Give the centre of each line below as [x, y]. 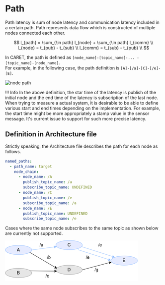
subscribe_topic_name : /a [50, 203]
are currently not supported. [34, 233]
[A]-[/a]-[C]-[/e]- [141, 68]
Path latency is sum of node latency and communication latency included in [82, 22]
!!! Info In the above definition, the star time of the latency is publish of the [81, 92]
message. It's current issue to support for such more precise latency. [76, 118]
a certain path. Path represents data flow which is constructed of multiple [80, 27]
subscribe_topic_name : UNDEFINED [58, 187]
